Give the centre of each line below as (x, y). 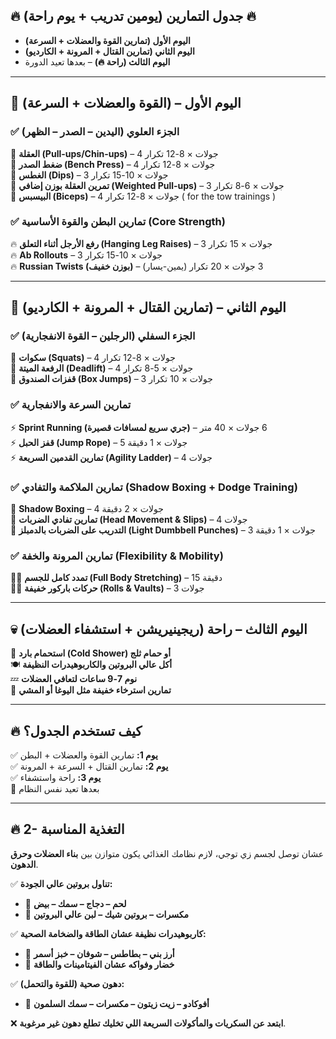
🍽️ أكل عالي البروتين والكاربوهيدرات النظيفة (91, 665)
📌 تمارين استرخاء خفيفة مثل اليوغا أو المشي (91, 690)
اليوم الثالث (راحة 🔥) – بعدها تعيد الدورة (97, 61)
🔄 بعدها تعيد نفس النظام (55, 788)
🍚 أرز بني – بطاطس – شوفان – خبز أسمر (99, 953)
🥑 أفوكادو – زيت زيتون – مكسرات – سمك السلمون (117, 1003)
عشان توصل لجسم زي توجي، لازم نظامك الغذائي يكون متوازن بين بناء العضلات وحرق (167, 853)
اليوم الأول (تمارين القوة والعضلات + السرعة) (107, 40)
